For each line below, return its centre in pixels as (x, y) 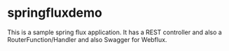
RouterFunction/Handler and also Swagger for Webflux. (87, 39)
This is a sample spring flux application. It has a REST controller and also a (114, 32)
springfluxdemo (55, 13)
